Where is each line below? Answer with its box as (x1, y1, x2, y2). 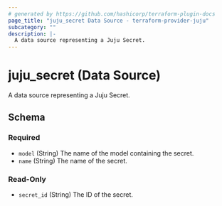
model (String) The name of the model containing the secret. (18, 148, 194, 157)
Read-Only (8, 174, 47, 184)
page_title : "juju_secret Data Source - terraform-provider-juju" (8, 17, 209, 24)
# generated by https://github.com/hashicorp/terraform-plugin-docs (8, 10, 216, 18)
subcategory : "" (8, 23, 56, 31)
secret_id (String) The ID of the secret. (18, 190, 134, 199)
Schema (8, 112, 46, 124)
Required (8, 133, 41, 143)
